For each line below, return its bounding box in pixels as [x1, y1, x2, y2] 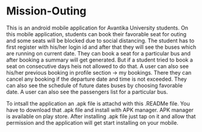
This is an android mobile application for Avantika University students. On [6, 24, 189, 31]
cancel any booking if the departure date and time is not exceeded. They [6, 75, 187, 83]
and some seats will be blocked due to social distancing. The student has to [6, 37, 195, 44]
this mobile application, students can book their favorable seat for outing [6, 30, 187, 37]
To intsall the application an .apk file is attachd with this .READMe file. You [6, 99, 190, 107]
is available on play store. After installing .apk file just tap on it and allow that [6, 113, 196, 120]
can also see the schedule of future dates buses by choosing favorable [6, 81, 183, 89]
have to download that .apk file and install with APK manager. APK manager [6, 106, 194, 113]
